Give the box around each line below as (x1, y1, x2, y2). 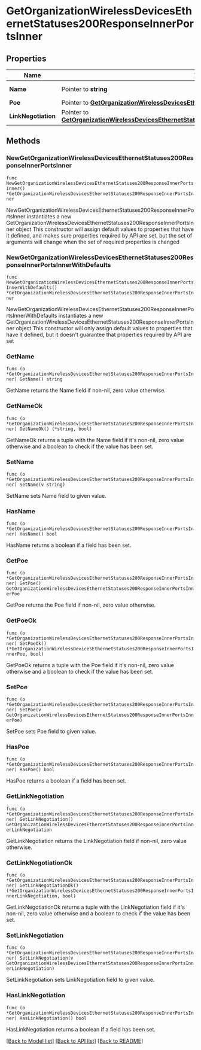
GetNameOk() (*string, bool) (19, 426, 93, 432)
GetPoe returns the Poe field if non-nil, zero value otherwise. (6, 601, 156, 608)
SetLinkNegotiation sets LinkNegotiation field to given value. (6, 976, 155, 984)
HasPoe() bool (19, 767, 55, 773)
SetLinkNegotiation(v (19, 955, 74, 961)
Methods (6, 136, 41, 146)
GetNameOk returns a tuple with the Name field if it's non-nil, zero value (6, 436, 184, 443)
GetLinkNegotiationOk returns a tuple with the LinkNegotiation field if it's (6, 903, 185, 911)
